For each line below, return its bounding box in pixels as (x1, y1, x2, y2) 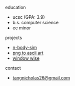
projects (5, 35, 22, 40)
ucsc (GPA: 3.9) (12, 14, 45, 20)
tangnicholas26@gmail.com (12, 75, 70, 80)
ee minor (12, 25, 31, 31)
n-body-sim (12, 45, 37, 50)
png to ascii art (12, 50, 43, 56)
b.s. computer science (12, 20, 59, 25)
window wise (12, 55, 40, 61)
